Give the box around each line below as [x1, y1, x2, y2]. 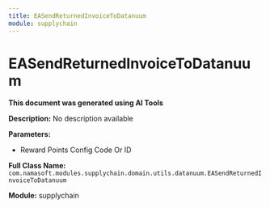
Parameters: [8, 129, 51, 139]
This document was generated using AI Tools [8, 98, 164, 108]
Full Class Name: [8, 161, 66, 171]
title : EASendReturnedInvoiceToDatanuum [8, 11, 147, 20]
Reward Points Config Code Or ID [19, 145, 132, 155]
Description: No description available [8, 114, 133, 124]
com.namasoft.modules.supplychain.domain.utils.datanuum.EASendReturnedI [8, 169, 263, 178]
